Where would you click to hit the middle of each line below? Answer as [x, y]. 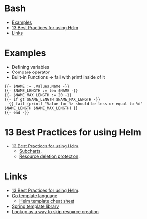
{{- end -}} [17, 112]
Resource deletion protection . [49, 156]
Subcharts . [30, 151]
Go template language [35, 195]
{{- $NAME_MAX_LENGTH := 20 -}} [38, 95]
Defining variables [30, 67]
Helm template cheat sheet [47, 201]
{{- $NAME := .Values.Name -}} [37, 86]
